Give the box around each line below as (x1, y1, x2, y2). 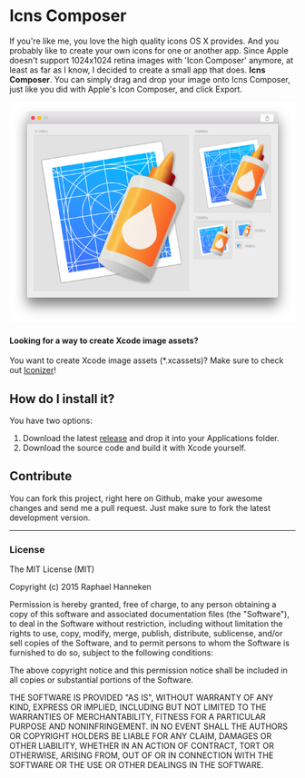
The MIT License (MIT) (9, 564, 95, 575)
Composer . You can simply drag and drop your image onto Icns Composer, (9, 74, 290, 84)
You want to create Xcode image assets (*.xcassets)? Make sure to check (9, 355, 284, 366)
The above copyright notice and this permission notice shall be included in (9, 665, 288, 676)
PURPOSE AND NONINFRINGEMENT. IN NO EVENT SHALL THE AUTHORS (9, 721, 289, 732)
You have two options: (9, 415, 93, 426)
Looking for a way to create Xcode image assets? (9, 335, 199, 346)
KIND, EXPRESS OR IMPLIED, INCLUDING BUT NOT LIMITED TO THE (9, 702, 267, 713)
